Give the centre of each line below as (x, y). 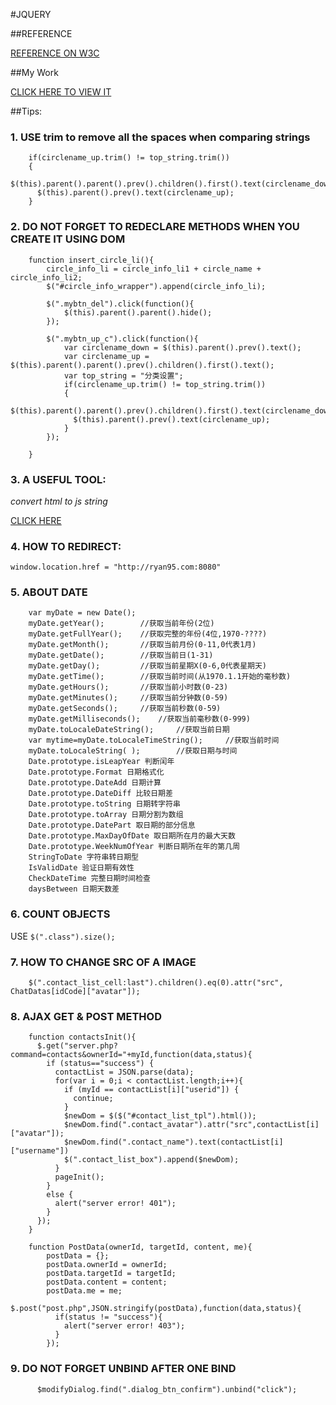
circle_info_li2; (46, 277)
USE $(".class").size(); (63, 936)
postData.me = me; (84, 1291)
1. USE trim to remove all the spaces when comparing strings (160, 137)
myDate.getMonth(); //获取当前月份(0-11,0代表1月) (142, 645)
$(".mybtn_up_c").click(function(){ (122, 339)
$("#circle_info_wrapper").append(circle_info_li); (156, 286)
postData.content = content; (107, 1282)
